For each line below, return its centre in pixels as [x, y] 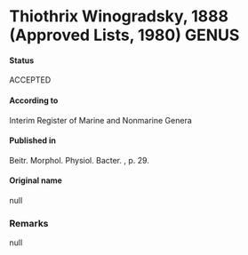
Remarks [29, 223]
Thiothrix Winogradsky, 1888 [119, 16]
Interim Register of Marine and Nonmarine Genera [101, 120]
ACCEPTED [30, 80]
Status [22, 60]
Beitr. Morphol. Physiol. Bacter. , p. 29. [79, 160]
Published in [32, 140]
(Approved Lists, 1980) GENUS [124, 35]
